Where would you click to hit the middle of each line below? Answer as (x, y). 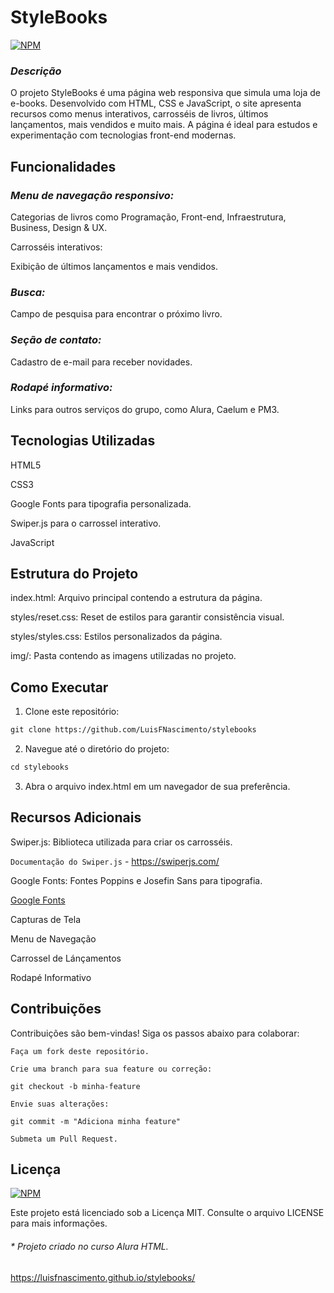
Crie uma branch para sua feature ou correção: (111, 1069)
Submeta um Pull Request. (64, 1139)
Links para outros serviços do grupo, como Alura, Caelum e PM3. (145, 409)
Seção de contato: (56, 340)
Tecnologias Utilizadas (83, 441)
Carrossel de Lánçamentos (66, 958)
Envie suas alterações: (60, 1104)
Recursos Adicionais (76, 817)
